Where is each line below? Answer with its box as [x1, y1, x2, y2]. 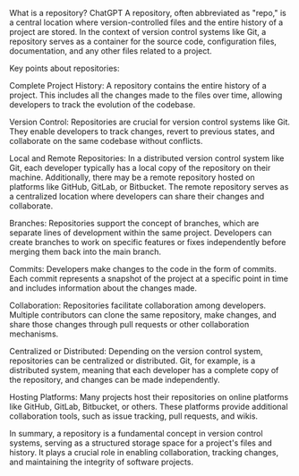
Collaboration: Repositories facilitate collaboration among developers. [9, 300, 267, 310]
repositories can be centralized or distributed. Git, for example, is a [9, 355, 256, 366]
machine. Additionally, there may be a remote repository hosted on [9, 172, 255, 183]
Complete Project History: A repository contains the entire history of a [9, 81, 267, 90]
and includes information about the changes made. [9, 283, 198, 293]
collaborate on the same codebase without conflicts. [9, 136, 203, 146]
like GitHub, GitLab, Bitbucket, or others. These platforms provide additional [9, 402, 288, 412]
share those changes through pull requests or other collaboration [9, 319, 250, 329]
